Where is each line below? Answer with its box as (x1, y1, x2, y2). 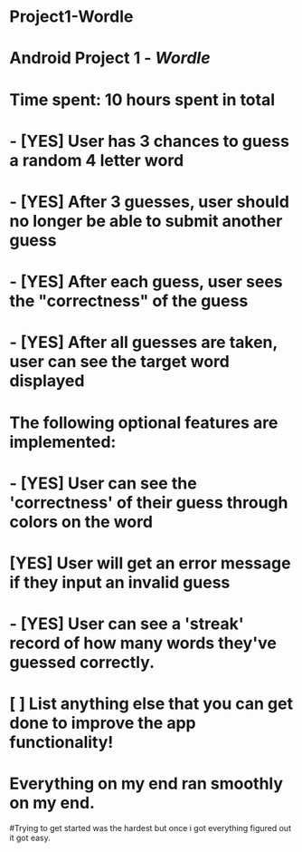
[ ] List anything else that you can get (9, 693, 294, 714)
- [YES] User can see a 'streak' (9, 614, 244, 634)
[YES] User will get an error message (9, 553, 291, 573)
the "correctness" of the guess (9, 291, 249, 312)
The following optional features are (9, 412, 278, 432)
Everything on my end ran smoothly (9, 773, 283, 794)
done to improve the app (9, 713, 196, 733)
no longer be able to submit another (9, 210, 283, 231)
